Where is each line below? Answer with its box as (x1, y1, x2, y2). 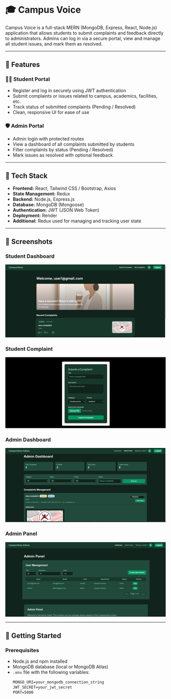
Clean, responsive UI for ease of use (12, 109, 90, 115)
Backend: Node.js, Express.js (12, 196, 75, 202)
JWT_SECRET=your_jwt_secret (12, 685, 72, 690)
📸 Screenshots (5, 237, 53, 246)
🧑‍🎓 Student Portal (5, 76, 50, 83)
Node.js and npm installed (12, 658, 68, 665)
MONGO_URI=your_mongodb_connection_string (12, 680, 104, 685)
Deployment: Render (12, 212, 58, 218)
